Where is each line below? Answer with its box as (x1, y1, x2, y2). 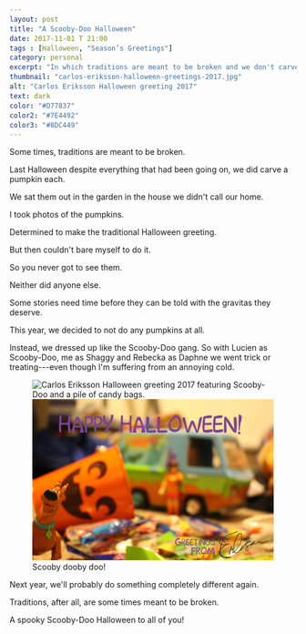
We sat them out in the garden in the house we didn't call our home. (9, 191, 264, 202)
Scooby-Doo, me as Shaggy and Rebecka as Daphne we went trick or (9, 352, 271, 363)
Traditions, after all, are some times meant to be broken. (9, 597, 219, 608)
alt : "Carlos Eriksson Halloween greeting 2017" (9, 82, 198, 91)
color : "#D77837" (9, 101, 76, 110)
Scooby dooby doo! (32, 561, 107, 572)
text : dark (9, 91, 51, 100)
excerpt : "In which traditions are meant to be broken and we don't (9, 63, 275, 72)
